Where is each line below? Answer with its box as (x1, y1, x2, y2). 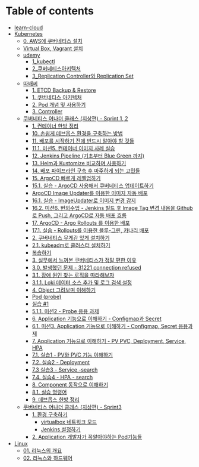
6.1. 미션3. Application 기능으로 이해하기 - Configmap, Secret (31, 322, 178, 329)
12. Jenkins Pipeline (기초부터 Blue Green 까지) (31, 152, 145, 159)
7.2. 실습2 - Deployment (31, 358, 90, 366)
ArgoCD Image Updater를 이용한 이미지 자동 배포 (31, 189, 148, 196)
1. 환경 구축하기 (31, 410, 68, 418)
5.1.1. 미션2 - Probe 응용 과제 (31, 307, 99, 314)
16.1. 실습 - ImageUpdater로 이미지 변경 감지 (31, 197, 136, 204)
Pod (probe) (31, 293, 62, 300)
